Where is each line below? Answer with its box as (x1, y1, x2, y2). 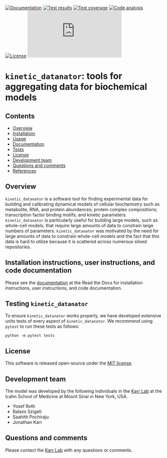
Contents (5, 112, 35, 120)
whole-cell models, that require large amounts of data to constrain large (5, 222, 154, 228)
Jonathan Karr (12, 419, 43, 425)
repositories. (5, 244, 32, 250)
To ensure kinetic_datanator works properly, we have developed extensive (5, 313, 161, 319)
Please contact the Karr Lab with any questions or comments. (5, 447, 133, 453)
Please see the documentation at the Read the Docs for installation (5, 280, 143, 286)
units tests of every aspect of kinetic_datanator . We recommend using (5, 318, 153, 324)
